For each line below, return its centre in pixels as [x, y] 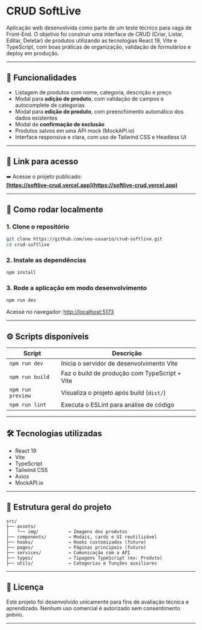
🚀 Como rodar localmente [55, 209]
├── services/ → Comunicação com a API [68, 552]
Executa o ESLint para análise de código [118, 405]
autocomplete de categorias [50, 105]
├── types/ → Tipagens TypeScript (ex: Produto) [84, 558]
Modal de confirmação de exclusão [60, 124]
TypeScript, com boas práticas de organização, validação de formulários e [99, 47]
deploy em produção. [33, 53]
